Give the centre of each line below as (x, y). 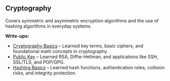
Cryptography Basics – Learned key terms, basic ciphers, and (78, 46)
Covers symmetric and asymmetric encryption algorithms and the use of (82, 20)
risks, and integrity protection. (45, 73)
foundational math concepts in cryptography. (60, 51)
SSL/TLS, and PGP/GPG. (39, 62)
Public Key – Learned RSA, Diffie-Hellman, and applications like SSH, (85, 57)
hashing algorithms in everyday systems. (49, 26)
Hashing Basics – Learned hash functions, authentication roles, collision (89, 67)
